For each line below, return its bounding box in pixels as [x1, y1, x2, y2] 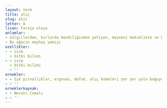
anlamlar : [5, 30, 26, 35]
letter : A [5, 21, 26, 26]
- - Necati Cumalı [5, 91, 43, 96]
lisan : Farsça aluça [5, 26, 48, 31]
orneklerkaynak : [5, 86, 39, 91]
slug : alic [5, 16, 28, 21]
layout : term [5, 7, 32, 12]
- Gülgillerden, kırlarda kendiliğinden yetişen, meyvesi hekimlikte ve [5, 35, 159, 40]
